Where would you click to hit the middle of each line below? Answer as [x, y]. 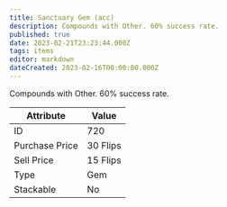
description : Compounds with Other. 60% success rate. [114, 26]
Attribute [46, 115]
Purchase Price [46, 145]
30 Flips [104, 145]
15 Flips [104, 160]
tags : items [32, 51]
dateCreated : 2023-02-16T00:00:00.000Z [84, 68]
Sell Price [34, 160]
